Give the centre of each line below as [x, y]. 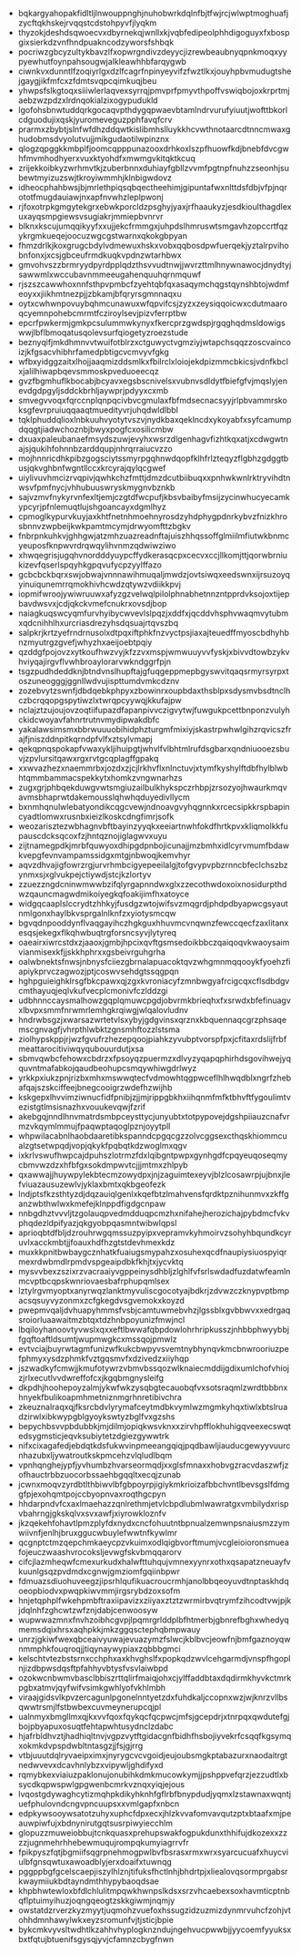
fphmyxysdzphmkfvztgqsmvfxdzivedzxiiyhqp [103, 1358]
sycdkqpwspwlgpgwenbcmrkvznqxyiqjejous [101, 1784]
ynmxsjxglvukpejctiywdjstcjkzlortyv [85, 875]
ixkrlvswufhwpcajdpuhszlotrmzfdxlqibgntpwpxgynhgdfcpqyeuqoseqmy [153, 1155]
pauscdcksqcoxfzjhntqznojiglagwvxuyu [93, 836]
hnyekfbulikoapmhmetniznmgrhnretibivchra [100, 1397]
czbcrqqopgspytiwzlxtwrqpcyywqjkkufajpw [100, 700]
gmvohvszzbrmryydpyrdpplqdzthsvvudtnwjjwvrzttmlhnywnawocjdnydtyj [155, 265]
